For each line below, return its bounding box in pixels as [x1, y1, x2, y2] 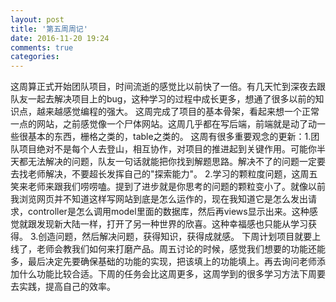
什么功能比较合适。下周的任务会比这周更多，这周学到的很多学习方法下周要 [18, 268, 326, 280]
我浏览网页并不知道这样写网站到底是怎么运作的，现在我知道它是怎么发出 [10, 193, 308, 205]
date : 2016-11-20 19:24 [10, 33, 110, 43]
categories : [10, 52, 60, 62]
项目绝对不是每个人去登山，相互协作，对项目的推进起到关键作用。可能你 [18, 143, 317, 155]
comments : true [10, 42, 74, 53]
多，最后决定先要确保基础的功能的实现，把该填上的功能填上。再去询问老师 [10, 256, 317, 268]
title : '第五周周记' [10, 24, 88, 34]
